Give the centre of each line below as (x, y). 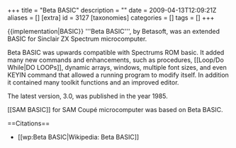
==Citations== (29, 123)
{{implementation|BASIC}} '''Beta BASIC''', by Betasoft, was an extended (114, 31)
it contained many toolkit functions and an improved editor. (93, 82)
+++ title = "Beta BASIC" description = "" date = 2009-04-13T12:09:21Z (112, 10)
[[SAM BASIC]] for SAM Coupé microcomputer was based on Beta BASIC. (115, 110)
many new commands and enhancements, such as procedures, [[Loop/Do (116, 60)
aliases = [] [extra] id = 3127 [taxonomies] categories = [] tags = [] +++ (111, 18)
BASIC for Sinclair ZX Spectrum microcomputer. (77, 39)
